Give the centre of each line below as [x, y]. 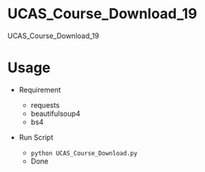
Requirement [40, 90]
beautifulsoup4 [55, 113]
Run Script [36, 137]
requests [45, 105]
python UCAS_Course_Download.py [84, 153]
